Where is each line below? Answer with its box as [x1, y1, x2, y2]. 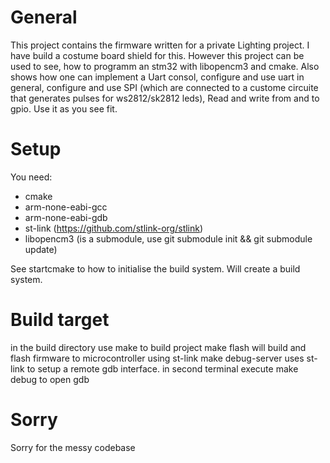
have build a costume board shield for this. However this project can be [10, 49, 305, 61]
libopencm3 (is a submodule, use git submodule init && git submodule [24, 232, 313, 245]
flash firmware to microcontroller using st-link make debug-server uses [10, 352, 305, 364]
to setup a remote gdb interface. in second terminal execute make [26, 362, 299, 375]
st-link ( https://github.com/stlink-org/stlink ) [24, 222, 204, 234]
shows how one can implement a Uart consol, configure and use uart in [10, 71, 305, 83]
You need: [10, 171, 53, 183]
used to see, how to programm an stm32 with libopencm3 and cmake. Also [10, 60, 320, 72]
